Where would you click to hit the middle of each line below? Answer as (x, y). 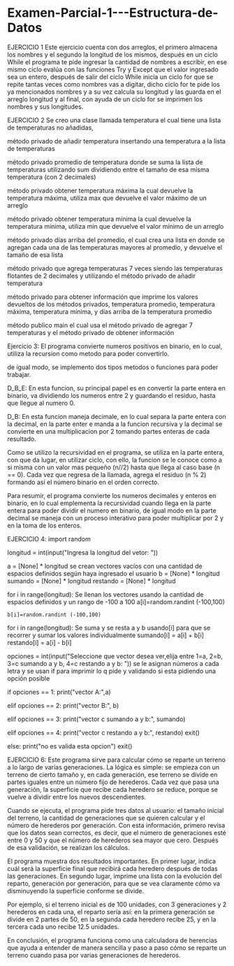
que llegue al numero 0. (41, 403)
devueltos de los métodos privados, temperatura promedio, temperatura (111, 304)
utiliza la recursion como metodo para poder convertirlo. (88, 353)
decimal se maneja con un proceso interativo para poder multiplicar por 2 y (115, 518)
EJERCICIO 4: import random (49, 539)
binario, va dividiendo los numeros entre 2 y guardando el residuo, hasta (111, 395)
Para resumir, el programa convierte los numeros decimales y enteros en (112, 495)
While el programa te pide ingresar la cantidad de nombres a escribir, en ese (117, 62)
